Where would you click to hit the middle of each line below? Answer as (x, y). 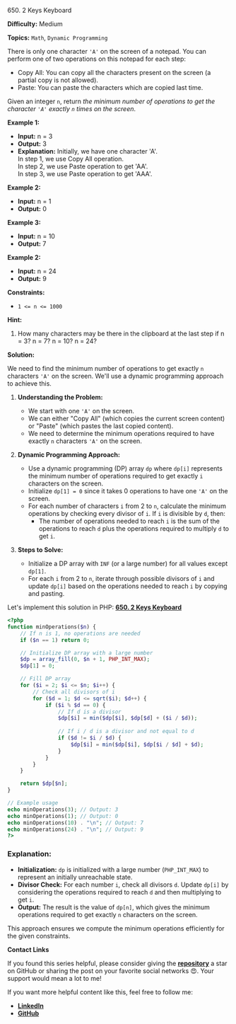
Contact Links (28, 949)
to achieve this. (29, 384)
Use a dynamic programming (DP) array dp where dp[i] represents (125, 468)
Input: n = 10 (36, 236)
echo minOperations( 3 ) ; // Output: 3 (63, 810)
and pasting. (46, 593)
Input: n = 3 (35, 136)
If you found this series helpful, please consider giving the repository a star (117, 963)
